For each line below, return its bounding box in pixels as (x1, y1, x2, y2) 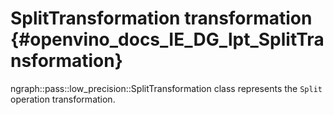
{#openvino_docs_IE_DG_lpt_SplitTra (10, 28, 325, 51)
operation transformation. (10, 93, 116, 105)
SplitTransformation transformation (10, 7, 313, 30)
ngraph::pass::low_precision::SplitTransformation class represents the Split (10, 82, 323, 94)
